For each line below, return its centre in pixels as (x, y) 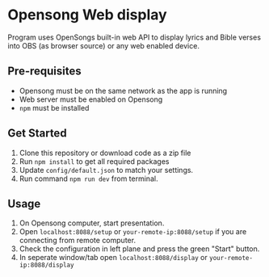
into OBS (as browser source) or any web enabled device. (103, 45)
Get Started (37, 134)
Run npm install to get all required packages (95, 161)
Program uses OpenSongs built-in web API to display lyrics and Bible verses (134, 37)
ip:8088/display (46, 265)
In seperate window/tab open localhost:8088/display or (113, 258)
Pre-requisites (44, 71)
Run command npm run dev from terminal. (88, 178)
